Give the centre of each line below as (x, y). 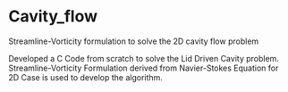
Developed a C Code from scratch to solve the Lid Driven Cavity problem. (144, 58)
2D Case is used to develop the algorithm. (85, 77)
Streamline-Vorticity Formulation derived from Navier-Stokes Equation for (144, 68)
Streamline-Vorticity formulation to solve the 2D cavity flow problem (134, 41)
